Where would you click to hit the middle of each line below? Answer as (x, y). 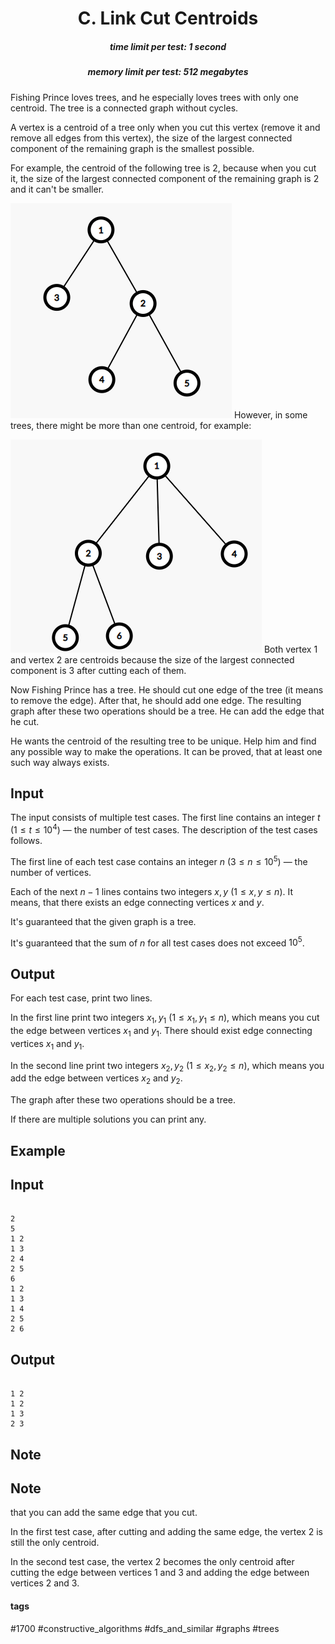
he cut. (25, 721)
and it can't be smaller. (57, 189)
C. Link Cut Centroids (168, 18)
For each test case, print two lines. (81, 998)
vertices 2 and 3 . (45, 1583)
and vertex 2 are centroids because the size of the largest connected (152, 659)
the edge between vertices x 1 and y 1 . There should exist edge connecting (161, 1031)
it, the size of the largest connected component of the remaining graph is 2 (165, 178)
